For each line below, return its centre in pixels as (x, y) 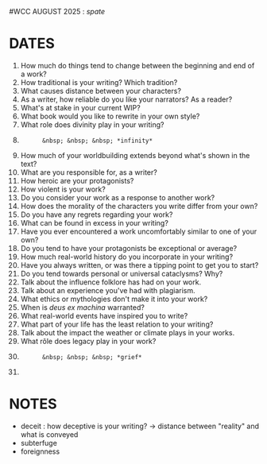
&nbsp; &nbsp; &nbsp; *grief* (92, 357)
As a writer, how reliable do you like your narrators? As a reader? (126, 99)
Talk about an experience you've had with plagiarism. (108, 290)
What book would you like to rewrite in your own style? (110, 116)
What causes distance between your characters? (101, 91)
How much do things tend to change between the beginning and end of (137, 65)
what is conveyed (49, 434)
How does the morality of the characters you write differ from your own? (139, 206)
